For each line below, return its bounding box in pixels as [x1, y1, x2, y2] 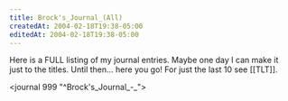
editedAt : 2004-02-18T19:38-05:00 [9, 30, 140, 39]
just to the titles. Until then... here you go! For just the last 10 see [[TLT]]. [9, 64, 278, 75]
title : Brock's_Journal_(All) [9, 13, 124, 23]
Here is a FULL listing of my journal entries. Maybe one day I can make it [9, 55, 279, 66]
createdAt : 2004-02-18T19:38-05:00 [9, 22, 144, 31]
